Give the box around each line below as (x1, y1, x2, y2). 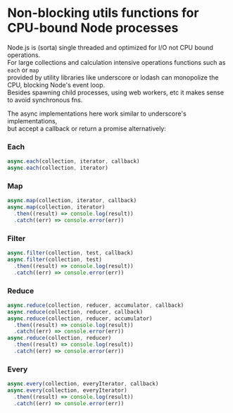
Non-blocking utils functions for (7, 5, 199, 21)
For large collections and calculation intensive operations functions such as (7, 58, 226, 66)
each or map (7, 66, 39, 74)
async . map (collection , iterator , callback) (7, 197, 137, 204)
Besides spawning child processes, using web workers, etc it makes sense (7, 88, 224, 97)
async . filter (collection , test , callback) (7, 249, 134, 257)
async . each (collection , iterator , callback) (7, 158, 140, 165)
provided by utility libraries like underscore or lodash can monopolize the (7, 73, 219, 82)
